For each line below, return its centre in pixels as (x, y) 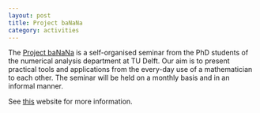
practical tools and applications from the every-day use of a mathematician (130, 70)
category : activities (44, 30)
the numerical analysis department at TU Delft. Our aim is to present (119, 61)
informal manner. (36, 86)
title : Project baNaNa (45, 23)
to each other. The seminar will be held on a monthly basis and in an (119, 78)
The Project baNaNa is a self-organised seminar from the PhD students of (128, 53)
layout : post (30, 15)
